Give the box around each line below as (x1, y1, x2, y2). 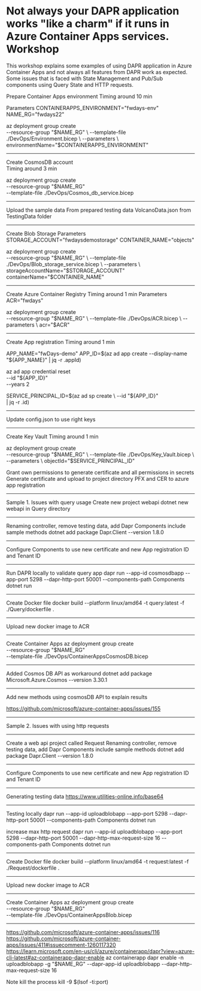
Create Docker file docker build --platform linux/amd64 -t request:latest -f (6, 858, 189, 865)
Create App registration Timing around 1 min (6, 338, 115, 345)
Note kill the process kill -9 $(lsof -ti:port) (6, 978, 109, 985)
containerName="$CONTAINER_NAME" (6, 273, 105, 280)
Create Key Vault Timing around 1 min (6, 432, 99, 440)
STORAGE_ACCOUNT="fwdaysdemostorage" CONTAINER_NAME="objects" (6, 236, 194, 243)
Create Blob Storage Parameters (6, 230, 86, 237)
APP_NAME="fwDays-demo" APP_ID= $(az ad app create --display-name (6, 350, 187, 357)
